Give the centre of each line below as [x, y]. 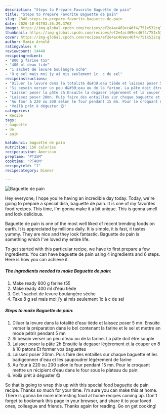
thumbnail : [16, 33]
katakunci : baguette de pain [35, 143]
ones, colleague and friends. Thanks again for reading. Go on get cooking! [81, 406]
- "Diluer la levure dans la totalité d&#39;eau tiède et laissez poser [82, 83]
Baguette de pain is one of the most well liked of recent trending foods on [80, 224]
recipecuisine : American [31, 152]
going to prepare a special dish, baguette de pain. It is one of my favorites [80, 204]
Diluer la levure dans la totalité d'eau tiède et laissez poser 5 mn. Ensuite [86, 323]
